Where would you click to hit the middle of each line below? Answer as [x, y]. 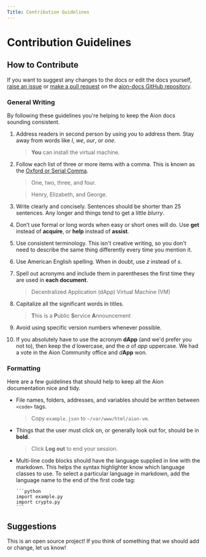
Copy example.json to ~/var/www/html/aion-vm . [90, 418]
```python [29, 491]
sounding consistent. [33, 122]
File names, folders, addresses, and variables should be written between [108, 400]
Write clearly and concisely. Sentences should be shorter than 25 [98, 206]
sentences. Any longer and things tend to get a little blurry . [90, 213]
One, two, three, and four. [63, 182]
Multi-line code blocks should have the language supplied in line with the [108, 461]
